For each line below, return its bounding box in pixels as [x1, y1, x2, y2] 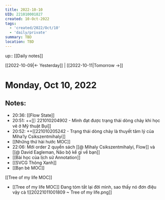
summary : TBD [5, 35, 32, 40]
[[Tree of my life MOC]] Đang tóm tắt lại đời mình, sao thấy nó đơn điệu [12, 184, 157, 190]
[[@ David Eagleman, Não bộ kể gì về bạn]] [12, 149, 100, 155]
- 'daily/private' [9, 30, 48, 35]
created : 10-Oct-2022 [5, 16, 50, 21]
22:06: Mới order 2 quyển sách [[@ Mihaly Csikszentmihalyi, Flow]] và [12, 144, 155, 150]
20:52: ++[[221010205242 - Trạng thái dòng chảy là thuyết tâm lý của [12, 128, 154, 134]
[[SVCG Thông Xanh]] [12, 160, 57, 166]
